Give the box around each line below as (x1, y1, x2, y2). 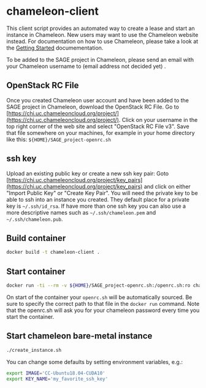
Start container (6, 266, 66, 276)
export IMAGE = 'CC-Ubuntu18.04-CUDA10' (6, 370, 105, 376)
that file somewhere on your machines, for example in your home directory (6, 129, 195, 136)
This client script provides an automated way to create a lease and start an (6, 25, 195, 32)
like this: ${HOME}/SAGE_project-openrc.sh (6, 135, 112, 143)
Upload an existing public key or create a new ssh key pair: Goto (6, 170, 169, 177)
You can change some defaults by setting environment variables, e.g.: (6, 358, 183, 365)
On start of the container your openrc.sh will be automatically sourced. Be (6, 293, 193, 301)
